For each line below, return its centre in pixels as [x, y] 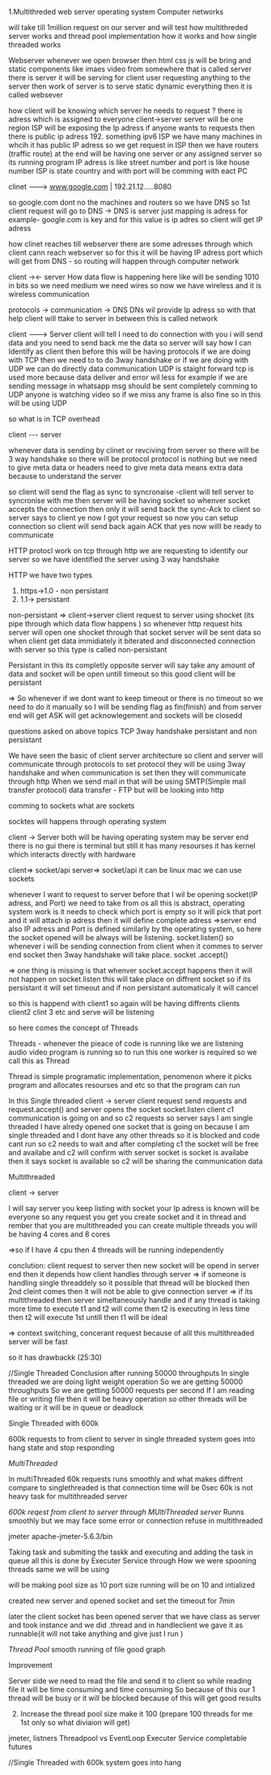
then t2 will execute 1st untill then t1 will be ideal [88, 1317]
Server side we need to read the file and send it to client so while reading [130, 1681]
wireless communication [49, 294]
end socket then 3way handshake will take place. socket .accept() [119, 955]
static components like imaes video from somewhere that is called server [130, 69]
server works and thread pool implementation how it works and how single [133, 36]
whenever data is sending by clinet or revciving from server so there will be [134, 450]
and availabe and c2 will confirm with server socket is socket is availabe [129, 1152]
